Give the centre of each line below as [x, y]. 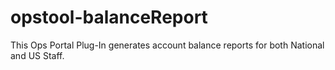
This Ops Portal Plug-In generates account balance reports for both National [167, 45]
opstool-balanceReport [109, 17]
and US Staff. [37, 55]
